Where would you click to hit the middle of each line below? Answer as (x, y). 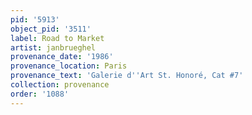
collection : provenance (60, 85)
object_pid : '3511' (51, 29)
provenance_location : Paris (69, 66)
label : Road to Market (57, 38)
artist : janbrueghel (53, 47)
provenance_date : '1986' (62, 57)
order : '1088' (40, 94)
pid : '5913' (35, 19)
